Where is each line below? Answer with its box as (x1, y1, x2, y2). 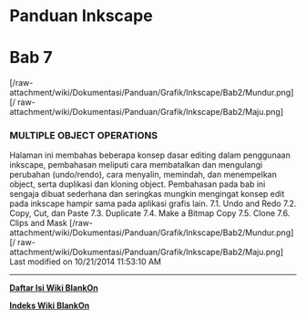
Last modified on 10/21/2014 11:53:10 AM (9, 256, 162, 267)
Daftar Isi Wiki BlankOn (9, 283, 98, 293)
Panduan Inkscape (9, 5, 153, 26)
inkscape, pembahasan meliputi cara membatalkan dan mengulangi (9, 159, 263, 170)
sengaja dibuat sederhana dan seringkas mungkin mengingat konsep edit (9, 189, 285, 200)
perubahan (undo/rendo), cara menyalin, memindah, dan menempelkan (9, 170, 278, 180)
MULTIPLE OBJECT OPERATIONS (9, 129, 158, 142)
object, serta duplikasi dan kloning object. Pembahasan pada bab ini (9, 179, 266, 190)
